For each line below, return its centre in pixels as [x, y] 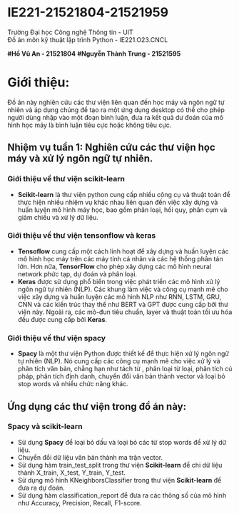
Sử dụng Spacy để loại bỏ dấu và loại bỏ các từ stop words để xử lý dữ [122, 442]
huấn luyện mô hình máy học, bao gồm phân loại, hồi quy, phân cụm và [122, 210]
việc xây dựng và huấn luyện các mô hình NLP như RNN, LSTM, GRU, [119, 296]
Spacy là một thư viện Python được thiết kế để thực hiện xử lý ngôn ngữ [123, 353]
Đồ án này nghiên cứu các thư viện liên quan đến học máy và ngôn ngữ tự [116, 102]
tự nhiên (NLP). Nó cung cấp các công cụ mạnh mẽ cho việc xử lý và [119, 361]
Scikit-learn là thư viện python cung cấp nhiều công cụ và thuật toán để [124, 194]
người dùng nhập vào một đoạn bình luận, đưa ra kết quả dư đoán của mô [115, 117]
